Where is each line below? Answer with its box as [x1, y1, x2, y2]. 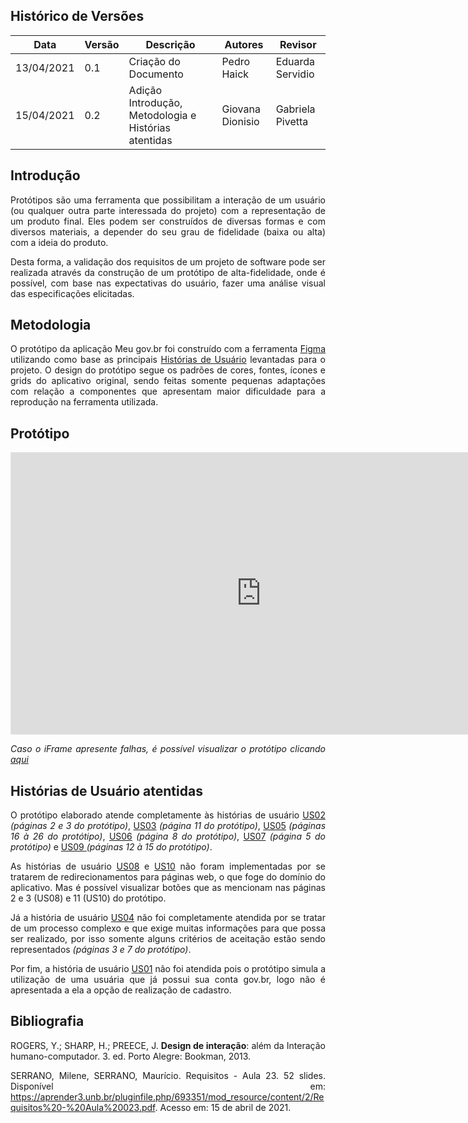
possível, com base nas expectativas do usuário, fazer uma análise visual [10, 277, 326, 289]
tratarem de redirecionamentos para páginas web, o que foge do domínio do [10, 871, 326, 883]
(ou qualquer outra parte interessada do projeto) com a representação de [10, 204, 326, 216]
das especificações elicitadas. [10, 287, 135, 299]
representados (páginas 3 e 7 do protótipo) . [10, 944, 192, 956]
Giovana [221, 102, 261, 116]
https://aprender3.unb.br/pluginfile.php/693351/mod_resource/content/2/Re [10, 1090, 325, 1103]
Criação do [128, 54, 181, 68]
